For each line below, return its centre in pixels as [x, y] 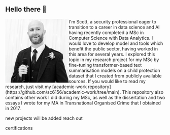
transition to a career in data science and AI [114, 27]
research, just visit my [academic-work [46, 87]
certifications [19, 128]
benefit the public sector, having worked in [113, 48]
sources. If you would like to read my [107, 81]
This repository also [143, 92]
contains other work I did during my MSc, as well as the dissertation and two [85, 97]
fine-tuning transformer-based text [105, 65]
